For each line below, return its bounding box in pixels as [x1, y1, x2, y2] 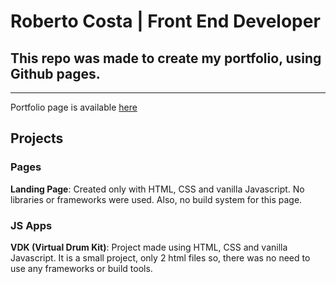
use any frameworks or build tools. [10, 262, 153, 274]
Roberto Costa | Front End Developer [10, 10, 321, 33]
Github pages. [10, 65, 101, 82]
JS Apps [10, 218, 53, 232]
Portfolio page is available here [10, 101, 138, 113]
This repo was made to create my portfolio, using [10, 50, 322, 67]
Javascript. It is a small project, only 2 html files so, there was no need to [10, 251, 311, 264]
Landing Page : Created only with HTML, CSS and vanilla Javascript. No [10, 183, 305, 195]
